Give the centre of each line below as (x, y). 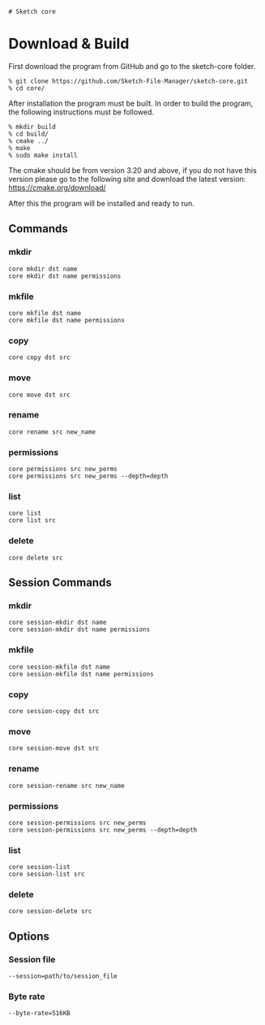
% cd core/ (27, 88)
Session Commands (60, 583)
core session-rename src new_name (67, 785)
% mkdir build (32, 127)
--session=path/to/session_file (63, 976)
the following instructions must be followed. (81, 112)
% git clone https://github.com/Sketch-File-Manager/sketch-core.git (128, 81)
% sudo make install (43, 155)
